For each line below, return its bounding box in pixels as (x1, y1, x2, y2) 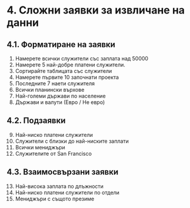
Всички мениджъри (15, 143, 65, 150)
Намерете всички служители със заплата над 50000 (15, 55, 149, 62)
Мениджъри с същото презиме (15, 195, 95, 202)
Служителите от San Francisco (15, 150, 92, 157)
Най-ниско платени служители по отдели (15, 189, 120, 196)
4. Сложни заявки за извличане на (6, 4, 185, 17)
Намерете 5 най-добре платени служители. (15, 61, 126, 68)
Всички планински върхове (15, 86, 85, 93)
